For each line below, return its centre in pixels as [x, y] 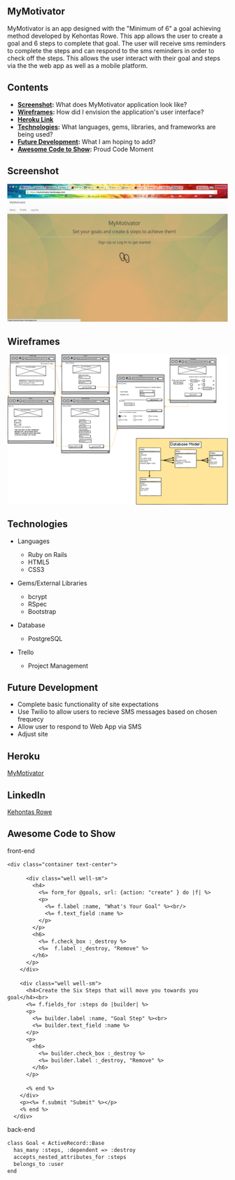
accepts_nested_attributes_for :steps [70, 1157]
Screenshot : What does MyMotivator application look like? [102, 104]
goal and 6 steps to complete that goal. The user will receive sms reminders [116, 43]
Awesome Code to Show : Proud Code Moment [85, 149]
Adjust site [33, 734]
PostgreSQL [45, 638]
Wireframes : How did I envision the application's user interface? [111, 112]
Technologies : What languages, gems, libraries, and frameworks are [116, 127]
